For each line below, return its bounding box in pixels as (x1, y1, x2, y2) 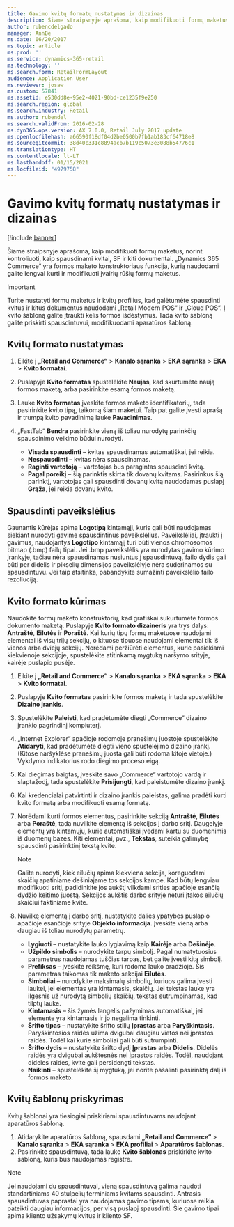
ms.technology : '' (7, 62, 61, 69)
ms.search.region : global (7, 101, 82, 108)
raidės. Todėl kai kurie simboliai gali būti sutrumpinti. (27, 1036, 179, 1045)
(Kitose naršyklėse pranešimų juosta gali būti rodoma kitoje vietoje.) (17, 749, 212, 758)
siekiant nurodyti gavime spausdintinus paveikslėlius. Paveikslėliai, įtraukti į (7, 531, 223, 540)
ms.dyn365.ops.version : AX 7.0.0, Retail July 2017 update (7, 127, 182, 134)
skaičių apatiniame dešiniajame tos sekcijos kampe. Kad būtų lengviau (17, 876, 219, 884)
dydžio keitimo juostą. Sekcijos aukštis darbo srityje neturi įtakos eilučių (17, 891, 224, 899)
